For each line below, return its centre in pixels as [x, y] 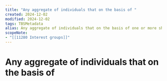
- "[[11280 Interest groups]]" [38, 38]
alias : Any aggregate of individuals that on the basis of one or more [81, 28]
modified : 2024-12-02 [28, 19]
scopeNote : [16, 33]
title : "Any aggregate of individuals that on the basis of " [71, 10]
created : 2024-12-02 [27, 14]
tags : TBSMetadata [24, 24]
